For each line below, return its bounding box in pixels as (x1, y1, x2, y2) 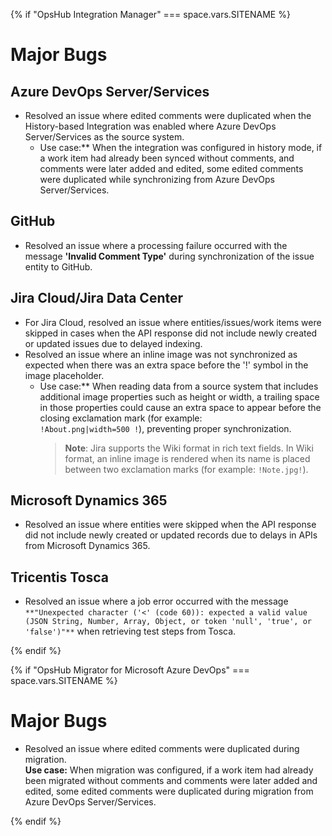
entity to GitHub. (24, 260, 93, 273)
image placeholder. (24, 369, 105, 381)
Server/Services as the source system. (24, 131, 185, 143)
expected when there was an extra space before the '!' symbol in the (24, 359, 309, 371)
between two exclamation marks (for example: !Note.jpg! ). (64, 463, 309, 475)
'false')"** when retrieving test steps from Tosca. (24, 625, 237, 638)
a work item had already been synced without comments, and (39, 152, 295, 164)
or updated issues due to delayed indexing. (24, 337, 203, 349)
